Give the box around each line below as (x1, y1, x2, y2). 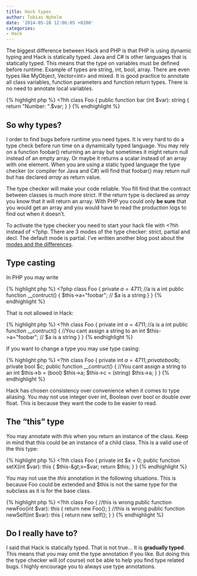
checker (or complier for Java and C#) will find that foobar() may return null (6, 167, 190, 174)
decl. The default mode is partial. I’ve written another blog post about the (6, 234, 185, 241)
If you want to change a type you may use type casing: (6, 345, 140, 352)
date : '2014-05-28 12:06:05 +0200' (6, 20, 94, 26)
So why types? (6, 120, 62, 130)
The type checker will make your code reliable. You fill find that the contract (6, 185, 191, 192)
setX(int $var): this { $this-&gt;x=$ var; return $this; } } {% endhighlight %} (6, 463, 188, 470)
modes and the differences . (6, 240, 73, 248)
